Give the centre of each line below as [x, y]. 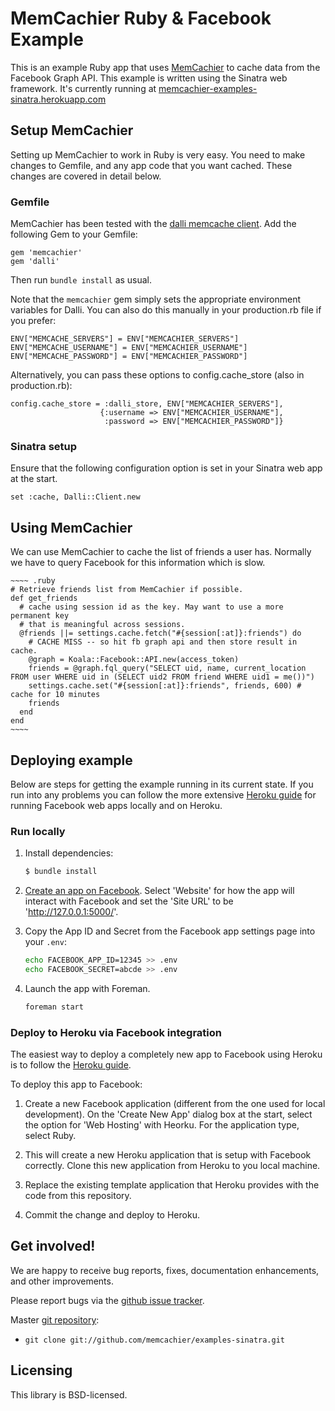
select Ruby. [50, 1136]
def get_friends [44, 598]
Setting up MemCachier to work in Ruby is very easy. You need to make [158, 154]
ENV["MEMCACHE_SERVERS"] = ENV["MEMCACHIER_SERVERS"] [125, 339]
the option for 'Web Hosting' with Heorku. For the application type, [162, 1125]
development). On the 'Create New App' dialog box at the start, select [168, 1114]
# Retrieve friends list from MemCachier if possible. [127, 590]
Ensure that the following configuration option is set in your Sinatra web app [166, 468]
